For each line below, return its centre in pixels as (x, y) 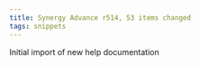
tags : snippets (38, 26)
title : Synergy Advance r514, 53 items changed (100, 18)
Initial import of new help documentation (84, 52)
